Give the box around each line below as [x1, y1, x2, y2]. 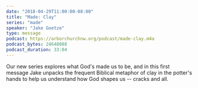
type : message [6, 31, 41, 36]
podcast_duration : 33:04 [6, 47, 67, 53]
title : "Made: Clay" [6, 14, 57, 20]
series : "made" [6, 19, 44, 25]
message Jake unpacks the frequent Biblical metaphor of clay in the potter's [6, 69, 192, 76]
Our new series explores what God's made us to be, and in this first [6, 63, 170, 70]
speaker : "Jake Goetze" [6, 25, 65, 31]
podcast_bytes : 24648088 [6, 42, 67, 48]
